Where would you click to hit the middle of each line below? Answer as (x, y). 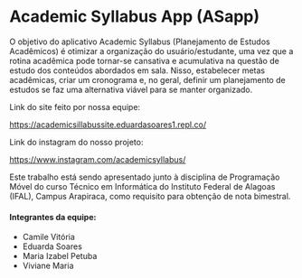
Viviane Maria (48, 266)
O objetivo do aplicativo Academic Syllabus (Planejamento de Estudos (140, 42)
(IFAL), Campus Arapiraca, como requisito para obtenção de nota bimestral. (150, 196)
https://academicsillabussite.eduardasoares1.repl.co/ (108, 125)
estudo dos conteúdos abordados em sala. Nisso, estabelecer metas (137, 70)
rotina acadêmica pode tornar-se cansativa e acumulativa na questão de (145, 60)
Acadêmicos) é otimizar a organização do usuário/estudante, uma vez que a (151, 51)
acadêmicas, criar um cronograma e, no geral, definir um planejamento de (148, 79)
